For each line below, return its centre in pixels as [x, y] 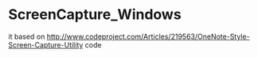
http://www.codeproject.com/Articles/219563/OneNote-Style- [148, 36]
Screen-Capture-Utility [46, 44]
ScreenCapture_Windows [95, 15]
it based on [27, 36]
